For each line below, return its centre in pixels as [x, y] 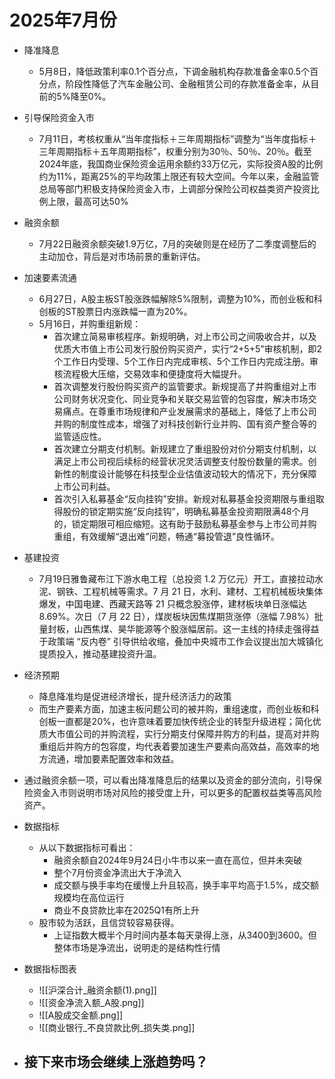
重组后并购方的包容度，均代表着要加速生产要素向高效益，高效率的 [174, 746]
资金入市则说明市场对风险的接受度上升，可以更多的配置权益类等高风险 [177, 792]
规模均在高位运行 [89, 897]
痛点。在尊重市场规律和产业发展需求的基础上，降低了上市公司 [189, 411]
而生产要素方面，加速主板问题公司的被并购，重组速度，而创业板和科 [179, 708]
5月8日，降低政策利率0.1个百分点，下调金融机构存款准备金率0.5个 [174, 71]
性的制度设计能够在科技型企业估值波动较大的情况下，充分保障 [189, 473]
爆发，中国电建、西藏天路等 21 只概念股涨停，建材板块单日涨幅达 [172, 603]
